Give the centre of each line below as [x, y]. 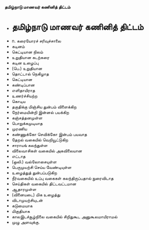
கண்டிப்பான [23, 84]
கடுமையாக [22, 206]
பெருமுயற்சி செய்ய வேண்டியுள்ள [42, 167]
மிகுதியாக [21, 211]
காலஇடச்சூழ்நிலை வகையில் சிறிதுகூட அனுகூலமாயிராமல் [64, 216]
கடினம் [18, 46]
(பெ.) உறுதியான [27, 68]
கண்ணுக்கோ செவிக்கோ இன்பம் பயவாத [49, 134]
